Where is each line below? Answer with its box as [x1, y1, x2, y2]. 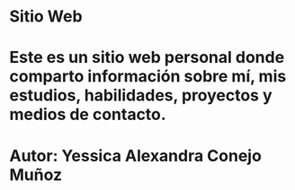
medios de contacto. [9, 105, 166, 125]
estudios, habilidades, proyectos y [9, 85, 273, 106]
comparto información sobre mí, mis [9, 66, 287, 87]
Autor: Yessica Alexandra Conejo [9, 145, 263, 166]
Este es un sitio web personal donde [9, 47, 285, 68]
